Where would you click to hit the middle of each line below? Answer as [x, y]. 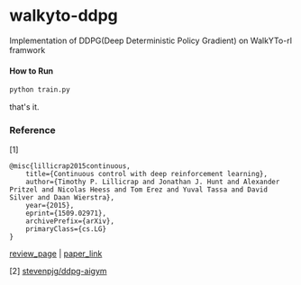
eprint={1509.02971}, [66, 214]
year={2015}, [50, 206]
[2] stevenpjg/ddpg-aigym [58, 272]
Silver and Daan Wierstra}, [62, 198]
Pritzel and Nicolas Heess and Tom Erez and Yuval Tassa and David [139, 190]
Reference [32, 129]
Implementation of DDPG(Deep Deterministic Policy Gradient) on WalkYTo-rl [151, 40]
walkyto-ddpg [64, 16]
